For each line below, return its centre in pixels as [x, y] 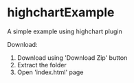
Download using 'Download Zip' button [72, 57]
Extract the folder [42, 65]
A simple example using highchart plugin [65, 31]
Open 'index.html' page [50, 72]
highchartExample [61, 13]
